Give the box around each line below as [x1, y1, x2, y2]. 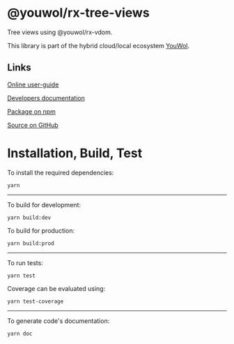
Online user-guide [7, 80, 59, 89]
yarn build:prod [7, 239, 54, 247]
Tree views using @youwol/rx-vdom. [7, 28, 113, 36]
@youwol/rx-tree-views [7, 5, 150, 21]
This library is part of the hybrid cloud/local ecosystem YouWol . [7, 41, 190, 50]
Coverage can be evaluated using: [7, 284, 106, 292]
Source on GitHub [7, 121, 59, 129]
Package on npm [7, 107, 56, 116]
